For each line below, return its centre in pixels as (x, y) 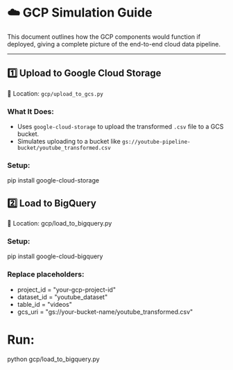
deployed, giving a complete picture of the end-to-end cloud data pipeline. (114, 44)
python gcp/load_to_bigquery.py (53, 359)
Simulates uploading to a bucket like (69, 142)
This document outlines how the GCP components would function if (104, 36)
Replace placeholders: (46, 274)
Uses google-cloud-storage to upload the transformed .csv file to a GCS (120, 127)
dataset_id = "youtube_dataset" (62, 297)
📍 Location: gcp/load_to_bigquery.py (60, 224)
